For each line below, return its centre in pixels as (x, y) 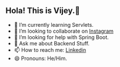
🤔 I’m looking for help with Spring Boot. (61, 37)
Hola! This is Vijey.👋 (43, 11)
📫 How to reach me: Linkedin (50, 50)
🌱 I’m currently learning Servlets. (54, 24)
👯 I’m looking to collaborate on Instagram (64, 31)
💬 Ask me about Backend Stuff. (51, 43)
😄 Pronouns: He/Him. (40, 58)
